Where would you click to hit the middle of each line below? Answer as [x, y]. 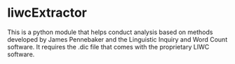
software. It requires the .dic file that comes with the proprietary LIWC [108, 47]
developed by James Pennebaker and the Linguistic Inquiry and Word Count [117, 39]
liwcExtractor [47, 13]
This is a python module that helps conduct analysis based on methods [110, 32]
